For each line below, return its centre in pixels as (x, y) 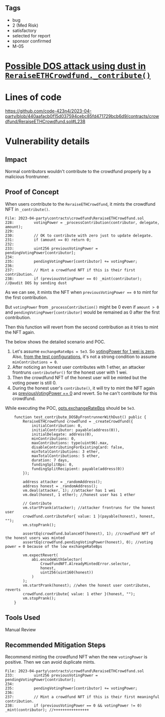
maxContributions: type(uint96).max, (70, 443)
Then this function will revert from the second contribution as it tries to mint (82, 327)
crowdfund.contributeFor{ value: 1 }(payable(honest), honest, (89, 516)
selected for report (31, 36)
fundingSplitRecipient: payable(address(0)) (78, 469)
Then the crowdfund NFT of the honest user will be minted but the (79, 377)
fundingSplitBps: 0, (52, 465)
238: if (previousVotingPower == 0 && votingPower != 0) (73, 706)
